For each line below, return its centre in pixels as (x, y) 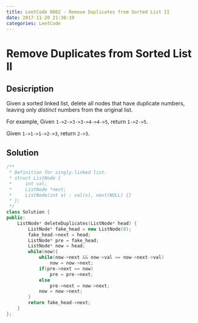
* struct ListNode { (35, 178)
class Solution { (28, 212)
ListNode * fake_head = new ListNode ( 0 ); (80, 229)
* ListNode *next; (38, 190)
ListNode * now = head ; (57, 246)
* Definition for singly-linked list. (58, 172)
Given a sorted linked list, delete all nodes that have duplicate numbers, (96, 104)
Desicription (30, 89)
